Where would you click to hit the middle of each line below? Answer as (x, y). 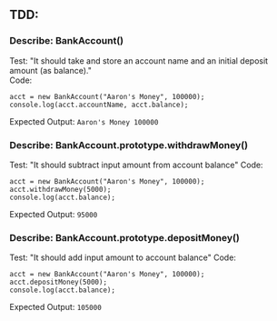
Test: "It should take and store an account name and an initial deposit (139, 60)
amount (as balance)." (51, 70)
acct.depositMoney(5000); (58, 282)
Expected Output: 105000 (55, 307)
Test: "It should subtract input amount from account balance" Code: (136, 165)
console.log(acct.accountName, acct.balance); (99, 105)
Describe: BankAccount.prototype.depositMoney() (125, 237)
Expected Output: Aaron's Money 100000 (84, 121)
